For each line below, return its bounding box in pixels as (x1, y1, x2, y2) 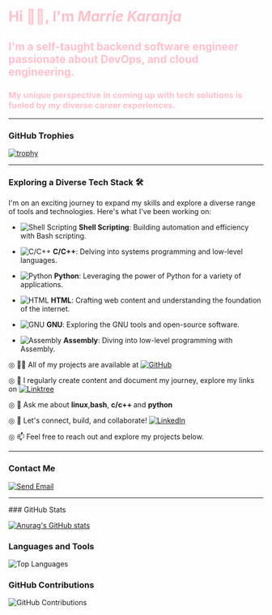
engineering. (8, 65, 75, 79)
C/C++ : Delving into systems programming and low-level (52, 247, 243, 256)
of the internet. (19, 304, 70, 314)
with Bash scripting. (19, 231, 87, 241)
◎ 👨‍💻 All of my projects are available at (8, 360, 139, 370)
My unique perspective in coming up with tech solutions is (8, 89, 243, 101)
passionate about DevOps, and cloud (8, 52, 199, 66)
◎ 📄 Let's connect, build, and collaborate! (8, 415, 147, 425)
